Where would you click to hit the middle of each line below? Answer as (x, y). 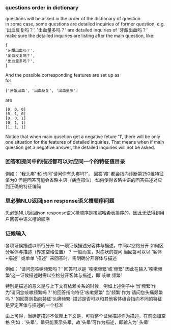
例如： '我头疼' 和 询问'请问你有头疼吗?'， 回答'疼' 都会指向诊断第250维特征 (84, 174)
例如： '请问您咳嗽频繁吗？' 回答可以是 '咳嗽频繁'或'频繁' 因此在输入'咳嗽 (82, 269)
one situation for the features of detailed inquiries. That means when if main (85, 142)
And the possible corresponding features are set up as (62, 75)
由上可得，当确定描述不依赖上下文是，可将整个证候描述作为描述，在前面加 (83, 316)
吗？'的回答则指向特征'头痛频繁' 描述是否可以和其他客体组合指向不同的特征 (84, 299)
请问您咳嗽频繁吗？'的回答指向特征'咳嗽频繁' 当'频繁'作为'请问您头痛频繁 (87, 292)
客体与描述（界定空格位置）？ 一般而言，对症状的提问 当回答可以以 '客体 (86, 252)
